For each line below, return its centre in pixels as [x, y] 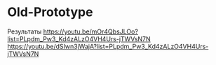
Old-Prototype [50, 12]
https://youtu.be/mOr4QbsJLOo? [91, 31]
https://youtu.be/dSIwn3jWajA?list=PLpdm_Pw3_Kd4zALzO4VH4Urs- [108, 46]
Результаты [25, 31]
